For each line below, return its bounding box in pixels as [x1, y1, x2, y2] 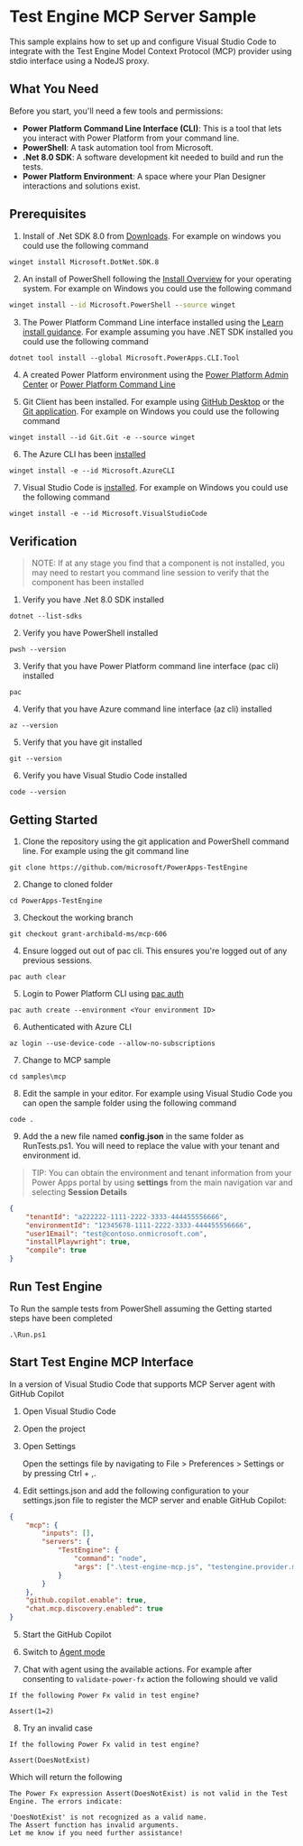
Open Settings [22, 1440, 77, 1451]
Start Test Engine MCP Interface [9, 1355, 194, 1370]
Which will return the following [9, 1772, 123, 1783]
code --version [9, 787, 67, 797]
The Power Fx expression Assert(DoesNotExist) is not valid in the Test [9, 1789, 289, 1798]
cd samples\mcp [9, 1071, 67, 1081]
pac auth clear [9, 972, 67, 981]
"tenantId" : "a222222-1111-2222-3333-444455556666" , [25, 1212, 228, 1221]
